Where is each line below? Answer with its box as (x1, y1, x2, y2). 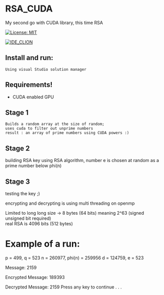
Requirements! (5, 81, 53, 89)
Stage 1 (5, 108, 29, 117)
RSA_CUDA (5, 3, 53, 15)
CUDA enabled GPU (12, 94, 54, 100)
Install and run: (5, 54, 54, 62)
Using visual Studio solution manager (5, 67, 87, 72)
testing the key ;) (5, 191, 40, 196)
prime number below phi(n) (5, 163, 62, 169)
